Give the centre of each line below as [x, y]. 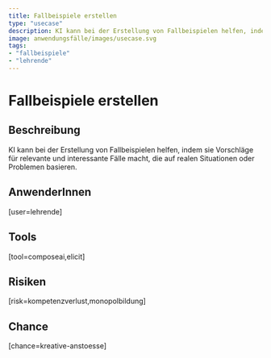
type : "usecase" [35, 23]
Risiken [27, 282]
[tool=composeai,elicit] [47, 256]
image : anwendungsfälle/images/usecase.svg [83, 38]
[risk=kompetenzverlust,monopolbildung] [77, 301]
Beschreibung [44, 130]
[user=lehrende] [35, 211]
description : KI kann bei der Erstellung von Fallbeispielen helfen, [128, 31]
